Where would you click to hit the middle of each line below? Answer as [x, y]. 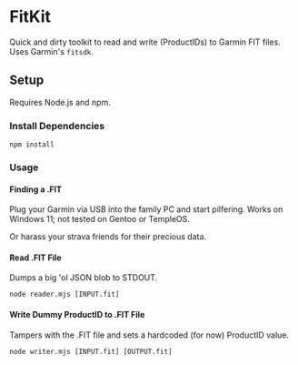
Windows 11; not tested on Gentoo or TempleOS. [100, 219]
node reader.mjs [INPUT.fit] [65, 294]
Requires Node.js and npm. [60, 102]
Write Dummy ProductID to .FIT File [77, 314]
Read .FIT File [35, 258]
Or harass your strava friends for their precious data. [108, 237]
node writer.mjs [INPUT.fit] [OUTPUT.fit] [91, 351]
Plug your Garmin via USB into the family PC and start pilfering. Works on [146, 209]
